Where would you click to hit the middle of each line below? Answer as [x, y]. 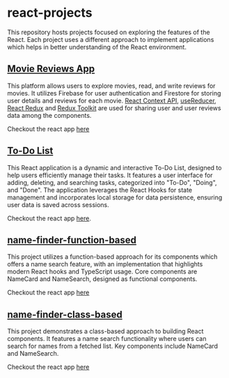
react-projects [50, 13]
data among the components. [49, 115]
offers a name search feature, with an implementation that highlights [105, 264]
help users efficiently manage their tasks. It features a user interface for [110, 175]
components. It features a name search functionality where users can [107, 339]
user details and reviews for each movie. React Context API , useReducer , [112, 100]
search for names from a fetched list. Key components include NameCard [112, 346]
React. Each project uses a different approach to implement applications [111, 39]
